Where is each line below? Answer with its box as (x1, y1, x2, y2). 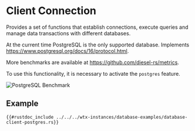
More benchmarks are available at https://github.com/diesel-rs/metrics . (6, 59, 179, 66)
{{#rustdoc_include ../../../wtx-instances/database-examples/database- (6, 114, 188, 120)
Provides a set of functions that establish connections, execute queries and (6, 23, 189, 31)
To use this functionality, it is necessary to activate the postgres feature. (6, 70, 180, 77)
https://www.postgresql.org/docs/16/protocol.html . (6, 47, 129, 54)
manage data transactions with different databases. (6, 29, 131, 36)
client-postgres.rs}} (6, 119, 59, 125)
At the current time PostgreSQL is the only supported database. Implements (6, 41, 190, 48)
